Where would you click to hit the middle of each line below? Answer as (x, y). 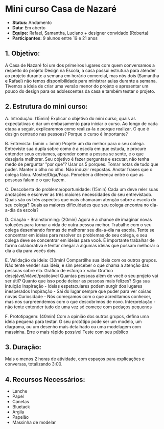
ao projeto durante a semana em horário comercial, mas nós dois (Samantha (82, 75)
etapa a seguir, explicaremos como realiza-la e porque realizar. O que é (77, 129)
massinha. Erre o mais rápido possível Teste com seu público (67, 332)
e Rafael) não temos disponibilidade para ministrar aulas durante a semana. (81, 81)
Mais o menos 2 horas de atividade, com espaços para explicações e (75, 359)
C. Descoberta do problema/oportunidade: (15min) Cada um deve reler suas (82, 189)
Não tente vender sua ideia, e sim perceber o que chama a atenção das (77, 265)
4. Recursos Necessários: (45, 379)
